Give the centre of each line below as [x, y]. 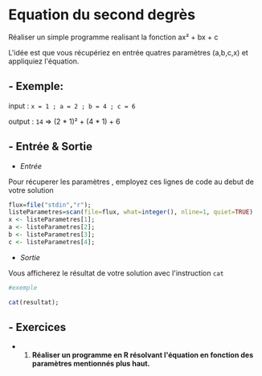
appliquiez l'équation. [44, 61]
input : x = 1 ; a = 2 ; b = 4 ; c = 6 [72, 105]
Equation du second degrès [102, 15]
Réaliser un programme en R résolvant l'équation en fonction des [143, 355]
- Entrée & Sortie [50, 147]
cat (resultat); [34, 302]
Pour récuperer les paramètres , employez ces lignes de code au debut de [131, 182]
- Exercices [37, 327]
